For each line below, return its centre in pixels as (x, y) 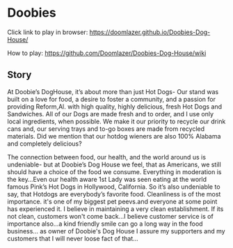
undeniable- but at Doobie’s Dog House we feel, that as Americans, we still (114, 164)
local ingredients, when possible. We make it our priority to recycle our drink (116, 121)
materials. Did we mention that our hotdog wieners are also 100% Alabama (114, 136)
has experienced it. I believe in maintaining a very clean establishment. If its (115, 209)
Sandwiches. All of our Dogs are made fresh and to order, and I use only (111, 114)
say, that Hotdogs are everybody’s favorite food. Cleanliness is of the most (114, 194)
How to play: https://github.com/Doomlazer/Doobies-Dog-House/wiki (107, 53)
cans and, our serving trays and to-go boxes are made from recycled (106, 129)
